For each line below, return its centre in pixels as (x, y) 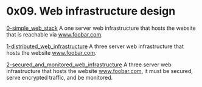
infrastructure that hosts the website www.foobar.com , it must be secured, (100, 71)
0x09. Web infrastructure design (91, 11)
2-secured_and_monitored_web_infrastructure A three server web (89, 64)
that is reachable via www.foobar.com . (55, 34)
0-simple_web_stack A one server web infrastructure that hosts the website (101, 28)
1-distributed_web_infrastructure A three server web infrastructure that (95, 46)
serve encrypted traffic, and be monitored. (60, 77)
